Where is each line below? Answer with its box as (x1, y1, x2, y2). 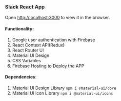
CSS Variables (12, 57, 41, 63)
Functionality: (5, 25, 34, 31)
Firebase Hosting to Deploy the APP (12, 63, 84, 69)
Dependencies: (5, 74, 37, 80)
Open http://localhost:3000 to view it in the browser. (5, 15, 110, 21)
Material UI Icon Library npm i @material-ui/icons (12, 90, 113, 96)
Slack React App (5, 3, 45, 10)
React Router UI (12, 47, 44, 53)
